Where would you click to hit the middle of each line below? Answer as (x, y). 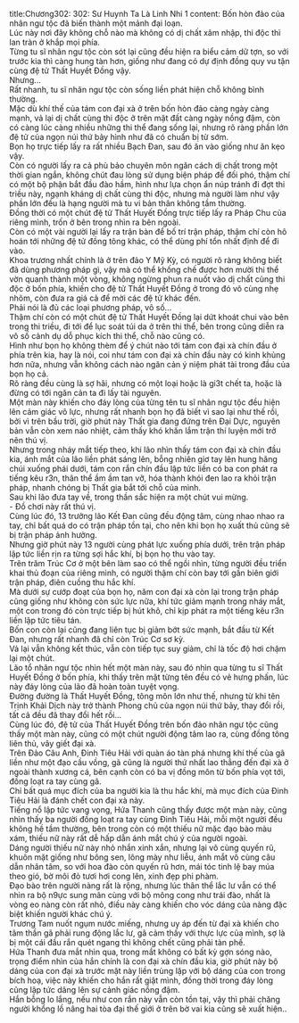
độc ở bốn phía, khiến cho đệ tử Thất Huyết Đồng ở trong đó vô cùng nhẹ (144, 289)
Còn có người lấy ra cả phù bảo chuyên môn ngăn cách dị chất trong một (144, 165)
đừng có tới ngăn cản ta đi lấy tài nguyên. (86, 393)
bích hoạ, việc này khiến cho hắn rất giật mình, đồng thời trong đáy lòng (141, 980)
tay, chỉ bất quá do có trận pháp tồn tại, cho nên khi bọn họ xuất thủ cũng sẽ (149, 525)
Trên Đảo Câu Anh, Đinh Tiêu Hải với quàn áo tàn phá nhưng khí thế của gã (147, 753)
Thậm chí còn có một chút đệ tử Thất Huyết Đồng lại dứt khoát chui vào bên (149, 317)
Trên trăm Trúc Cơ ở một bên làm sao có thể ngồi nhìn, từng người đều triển (148, 563)
